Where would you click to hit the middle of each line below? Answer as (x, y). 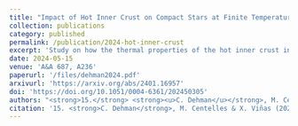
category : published (47, 34)
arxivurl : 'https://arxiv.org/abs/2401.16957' (97, 83)
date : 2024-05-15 (41, 59)
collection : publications (57, 26)
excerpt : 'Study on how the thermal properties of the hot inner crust (144, 51)
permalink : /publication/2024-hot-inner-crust (97, 42)
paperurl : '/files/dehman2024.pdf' (75, 75)
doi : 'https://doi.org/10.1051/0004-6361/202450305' (109, 91)
